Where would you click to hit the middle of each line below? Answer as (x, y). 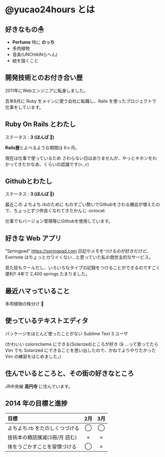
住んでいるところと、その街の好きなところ (70, 373)
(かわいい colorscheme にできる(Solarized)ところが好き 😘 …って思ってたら (82, 344)
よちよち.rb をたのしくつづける (44, 428)
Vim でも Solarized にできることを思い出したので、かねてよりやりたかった (81, 350)
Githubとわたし (29, 181)
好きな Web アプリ (33, 238)
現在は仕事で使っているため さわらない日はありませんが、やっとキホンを (79, 158)
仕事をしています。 (24, 107)
